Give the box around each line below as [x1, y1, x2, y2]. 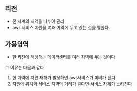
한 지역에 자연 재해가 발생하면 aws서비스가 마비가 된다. [12, 74, 117, 80]
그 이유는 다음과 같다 [5, 64, 44, 70]
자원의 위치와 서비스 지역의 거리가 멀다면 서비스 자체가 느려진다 [12, 81, 132, 87]
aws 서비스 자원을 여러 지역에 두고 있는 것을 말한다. [12, 24, 110, 30]
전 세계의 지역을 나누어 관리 [12, 18, 65, 24]
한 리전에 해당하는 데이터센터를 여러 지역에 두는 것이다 [12, 54, 116, 60]
